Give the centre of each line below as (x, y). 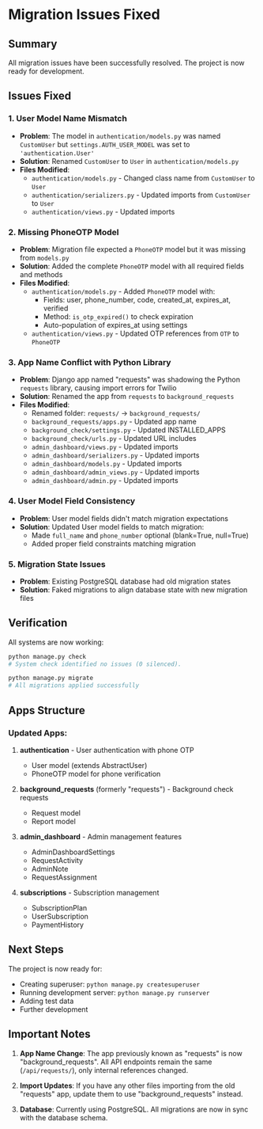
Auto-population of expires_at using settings (115, 325)
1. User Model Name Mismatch (68, 119)
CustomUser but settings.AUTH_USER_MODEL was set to (105, 144)
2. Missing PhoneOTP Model (64, 232)
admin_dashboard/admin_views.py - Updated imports (115, 472)
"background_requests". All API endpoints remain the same (116, 1062)
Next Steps (36, 950)
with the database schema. (64, 1117)
